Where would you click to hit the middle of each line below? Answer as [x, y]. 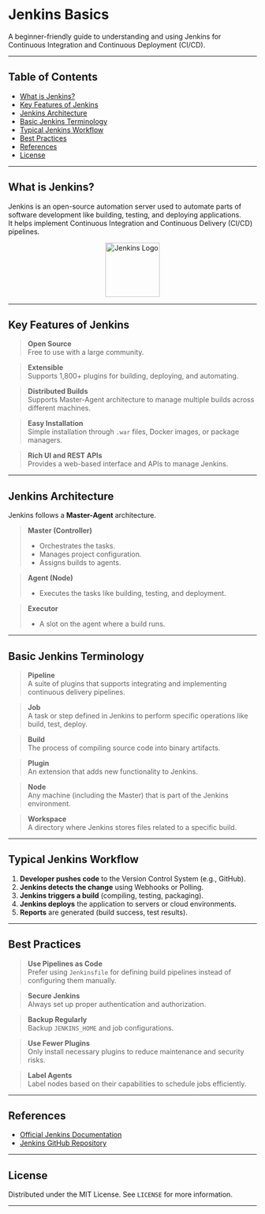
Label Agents [50, 1075]
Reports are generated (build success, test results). [103, 912]
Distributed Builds [58, 391]
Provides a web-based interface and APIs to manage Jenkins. [128, 464]
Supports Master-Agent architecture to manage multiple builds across [141, 400]
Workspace [47, 819]
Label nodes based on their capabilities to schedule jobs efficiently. [137, 1084]
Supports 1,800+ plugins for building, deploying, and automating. [133, 376]
